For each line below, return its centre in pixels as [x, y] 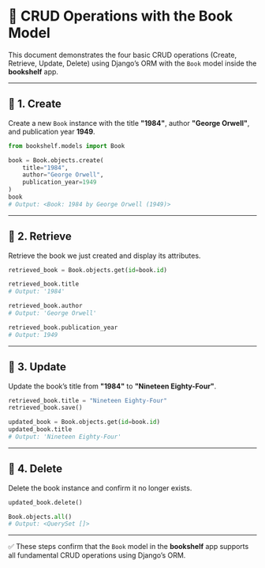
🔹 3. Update [37, 367]
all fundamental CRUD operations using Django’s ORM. [97, 555]
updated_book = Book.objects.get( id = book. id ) [84, 422]
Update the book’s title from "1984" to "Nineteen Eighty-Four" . [112, 386]
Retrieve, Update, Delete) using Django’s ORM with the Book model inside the [132, 63]
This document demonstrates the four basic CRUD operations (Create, [123, 55]
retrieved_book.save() [45, 408]
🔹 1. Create [35, 104]
